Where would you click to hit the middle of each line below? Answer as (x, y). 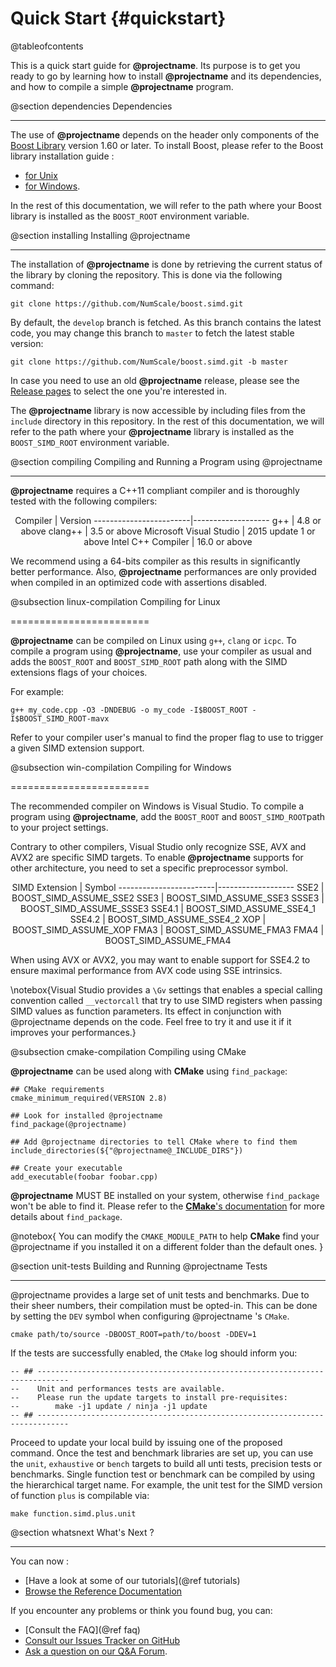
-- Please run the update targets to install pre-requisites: (149, 1397)
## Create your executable (66, 1168)
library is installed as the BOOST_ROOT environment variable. (130, 216)
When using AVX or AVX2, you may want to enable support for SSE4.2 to (160, 959)
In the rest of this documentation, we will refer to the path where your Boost (166, 205)
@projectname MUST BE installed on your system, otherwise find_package (165, 1195)
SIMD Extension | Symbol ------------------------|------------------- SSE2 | (168, 887)
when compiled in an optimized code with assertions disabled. (139, 582)
